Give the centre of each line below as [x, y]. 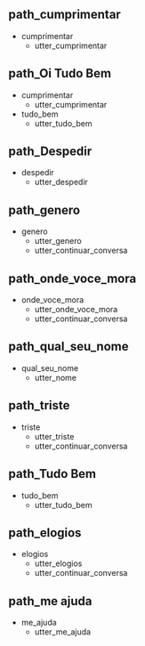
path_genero [44, 210]
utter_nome [56, 377]
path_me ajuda [50, 601]
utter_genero [58, 241]
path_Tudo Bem [52, 474]
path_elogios [45, 533]
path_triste [39, 405]
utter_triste [54, 436]
